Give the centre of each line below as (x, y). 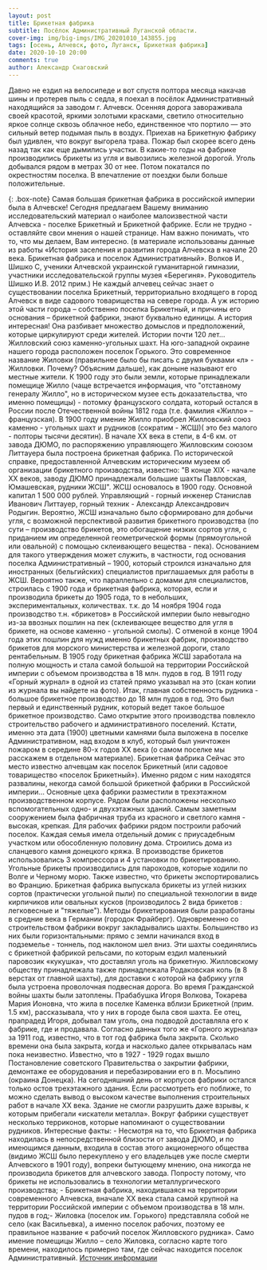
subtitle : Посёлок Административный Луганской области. (103, 30)
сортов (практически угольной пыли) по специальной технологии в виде (133, 893)
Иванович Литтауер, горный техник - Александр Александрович (119, 504)
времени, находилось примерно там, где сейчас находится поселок (126, 1249)
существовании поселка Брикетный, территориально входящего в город (133, 292)
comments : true (33, 61)
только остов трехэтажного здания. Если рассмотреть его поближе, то (130, 1088)
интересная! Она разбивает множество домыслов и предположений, (127, 326)
